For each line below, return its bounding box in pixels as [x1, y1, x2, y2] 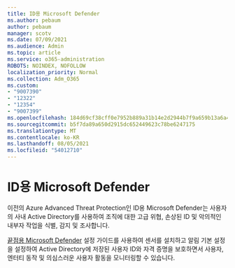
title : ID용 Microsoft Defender [7, 10, 100, 17]
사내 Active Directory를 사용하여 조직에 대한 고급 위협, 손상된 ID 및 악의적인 [14, 212, 222, 220]
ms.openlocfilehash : [7, 114, 68, 121]
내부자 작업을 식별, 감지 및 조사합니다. [7, 221, 110, 230]
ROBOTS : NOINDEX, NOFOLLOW [7, 62, 86, 69]
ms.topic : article [7, 50, 61, 57]
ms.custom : [7, 82, 39, 89]
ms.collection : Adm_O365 [7, 75, 80, 83]
